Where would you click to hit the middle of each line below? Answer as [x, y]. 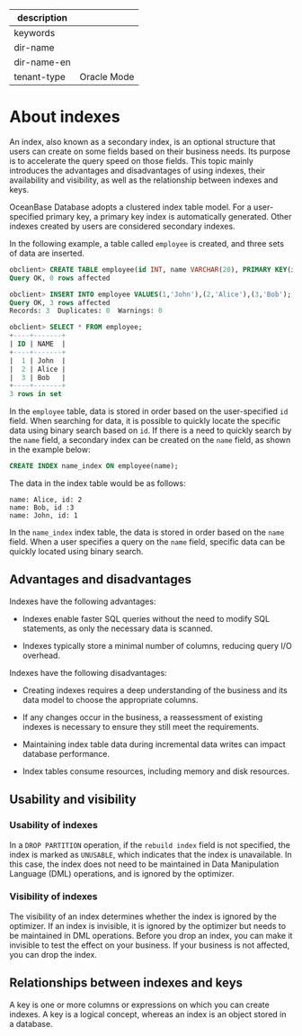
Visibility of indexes [53, 896]
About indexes [65, 117]
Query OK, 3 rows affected [60, 302]
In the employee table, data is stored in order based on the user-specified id [149, 411]
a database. [31, 1023]
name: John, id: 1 [44, 516]
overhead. [41, 655]
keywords [35, 33]
